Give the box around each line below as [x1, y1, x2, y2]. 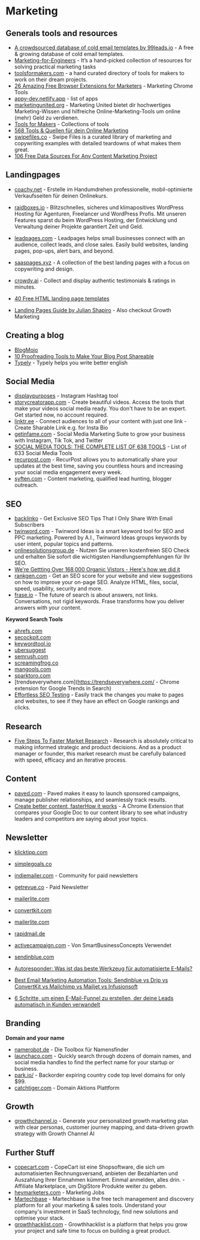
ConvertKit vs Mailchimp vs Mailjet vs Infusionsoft [14, 983, 138, 990]
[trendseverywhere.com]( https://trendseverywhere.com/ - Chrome [14, 678, 180, 685]
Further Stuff [5, 1148, 55, 1158]
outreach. [14, 481, 38, 489]
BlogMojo [14, 346, 38, 354]
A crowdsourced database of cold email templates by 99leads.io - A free [14, 44, 194, 51]
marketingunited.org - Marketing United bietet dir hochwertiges [14, 101, 171, 109]
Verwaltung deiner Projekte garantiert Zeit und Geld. [14, 223, 144, 230]
